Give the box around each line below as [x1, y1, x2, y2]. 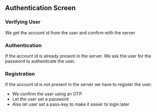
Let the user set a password [12, 96, 69, 102]
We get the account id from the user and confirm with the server [5, 29, 135, 36]
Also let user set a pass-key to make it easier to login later [12, 101, 130, 107]
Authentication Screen [5, 4, 76, 12]
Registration [5, 70, 35, 77]
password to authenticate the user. [5, 58, 76, 64]
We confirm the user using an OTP [12, 91, 82, 97]
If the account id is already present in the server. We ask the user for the [5, 53, 151, 59]
